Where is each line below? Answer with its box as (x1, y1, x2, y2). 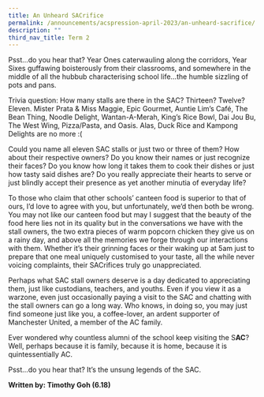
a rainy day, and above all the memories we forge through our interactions (8, 235, 248, 245)
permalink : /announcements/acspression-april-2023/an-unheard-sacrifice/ (8, 19, 256, 27)
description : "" (8, 26, 61, 34)
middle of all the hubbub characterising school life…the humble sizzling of (8, 72, 248, 81)
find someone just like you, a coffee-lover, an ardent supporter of (8, 309, 220, 319)
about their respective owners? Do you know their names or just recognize (8, 153, 251, 163)
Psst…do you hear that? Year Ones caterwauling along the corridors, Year (8, 55, 247, 65)
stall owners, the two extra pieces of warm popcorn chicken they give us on (8, 227, 255, 237)
